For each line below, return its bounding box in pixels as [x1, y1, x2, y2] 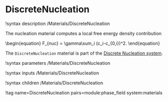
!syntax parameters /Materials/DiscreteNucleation [5, 60, 111, 66]
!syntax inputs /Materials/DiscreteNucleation [5, 70, 99, 76]
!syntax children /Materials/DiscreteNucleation [5, 80, 103, 86]
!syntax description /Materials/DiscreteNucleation [5, 20, 110, 27]
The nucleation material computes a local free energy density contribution [5, 30, 162, 36]
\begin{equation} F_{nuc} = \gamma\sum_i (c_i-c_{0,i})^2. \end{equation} [5, 40, 160, 46]
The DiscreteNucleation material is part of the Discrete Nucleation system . [5, 50, 163, 56]
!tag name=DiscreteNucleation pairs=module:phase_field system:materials [5, 89, 163, 95]
